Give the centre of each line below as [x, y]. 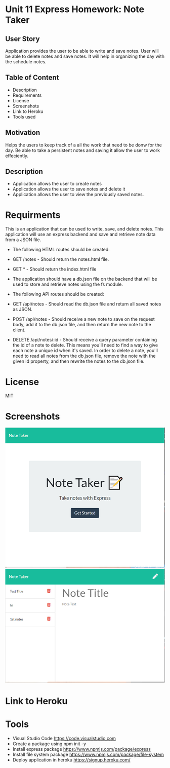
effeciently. [17, 156]
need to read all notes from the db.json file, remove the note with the [84, 356]
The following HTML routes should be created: [61, 250]
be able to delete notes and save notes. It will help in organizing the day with [85, 56]
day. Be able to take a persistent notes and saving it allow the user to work [83, 150]
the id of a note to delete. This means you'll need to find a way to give [85, 345]
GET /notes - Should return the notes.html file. [61, 259]
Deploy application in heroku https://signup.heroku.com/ [71, 760]
